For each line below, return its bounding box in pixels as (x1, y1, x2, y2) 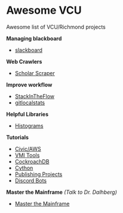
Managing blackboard (6, 35, 62, 42)
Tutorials (6, 134, 29, 141)
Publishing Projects (14, 171, 63, 178)
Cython (14, 164, 33, 171)
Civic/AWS (14, 145, 42, 152)
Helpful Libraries (6, 110, 49, 118)
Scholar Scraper (14, 69, 56, 76)
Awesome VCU (6, 4, 82, 17)
